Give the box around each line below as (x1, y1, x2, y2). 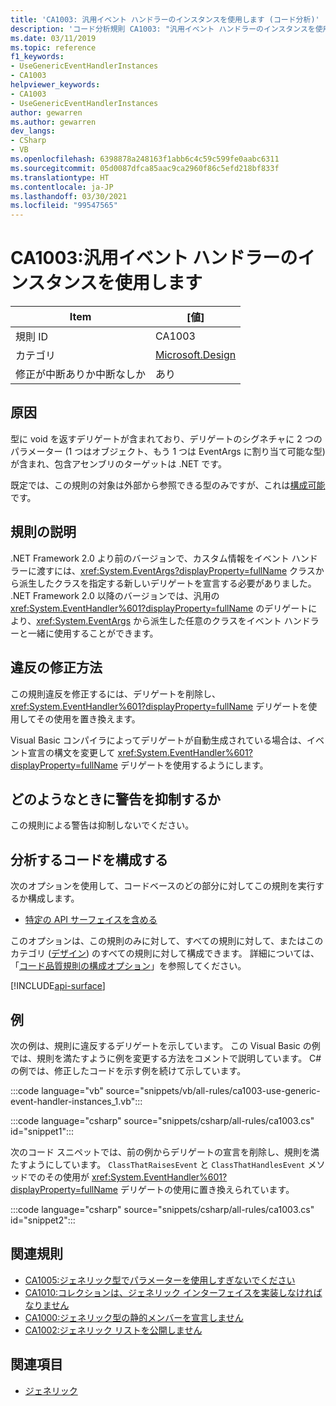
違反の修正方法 (10, 659, 103, 676)
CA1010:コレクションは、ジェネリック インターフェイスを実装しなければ (24, 1286, 323, 1298)
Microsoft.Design (155, 348, 237, 362)
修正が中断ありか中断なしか (15, 367, 147, 381)
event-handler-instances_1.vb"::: (10, 1095, 143, 1107)
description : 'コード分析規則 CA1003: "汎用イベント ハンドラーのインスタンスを (10, 24, 316, 34)
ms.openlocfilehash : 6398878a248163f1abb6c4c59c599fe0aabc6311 (10, 154, 280, 164)
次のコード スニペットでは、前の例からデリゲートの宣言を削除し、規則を (10, 1146, 311, 1158)
